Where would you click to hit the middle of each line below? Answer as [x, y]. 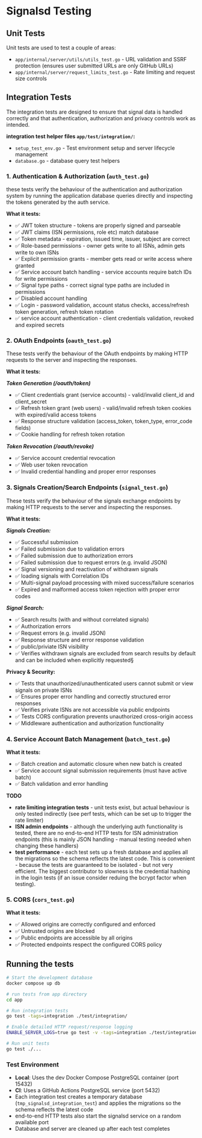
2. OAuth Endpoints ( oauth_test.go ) [59, 341]
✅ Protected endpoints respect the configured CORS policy [88, 944]
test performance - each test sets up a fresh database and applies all [101, 852]
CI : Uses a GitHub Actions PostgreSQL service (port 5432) [87, 1091]
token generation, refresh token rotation [64, 312]
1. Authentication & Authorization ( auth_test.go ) [78, 176]
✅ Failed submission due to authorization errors [74, 555]
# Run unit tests [28, 1044]
